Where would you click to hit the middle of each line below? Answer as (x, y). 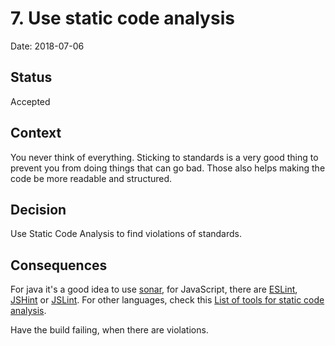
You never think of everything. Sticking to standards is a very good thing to (164, 157)
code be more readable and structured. (91, 178)
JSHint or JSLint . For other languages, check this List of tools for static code (167, 300)
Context (36, 133)
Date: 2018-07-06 (47, 46)
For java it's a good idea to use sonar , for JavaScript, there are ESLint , (154, 289)
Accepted (30, 101)
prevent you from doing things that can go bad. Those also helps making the (168, 168)
